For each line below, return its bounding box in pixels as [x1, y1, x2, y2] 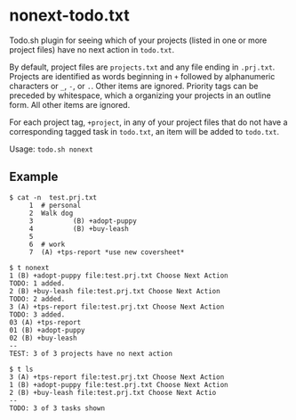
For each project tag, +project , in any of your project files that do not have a [9, 117, 288, 128]
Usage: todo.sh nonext [9, 144, 93, 154]
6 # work [28, 240, 66, 249]
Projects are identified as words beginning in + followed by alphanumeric [9, 70, 276, 81]
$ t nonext [9, 263, 50, 272]
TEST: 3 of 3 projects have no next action [9, 349, 173, 358]
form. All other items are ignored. [9, 99, 131, 110]
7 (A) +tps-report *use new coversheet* [28, 247, 185, 257]
